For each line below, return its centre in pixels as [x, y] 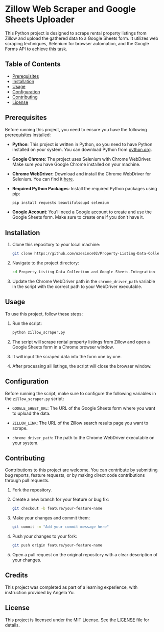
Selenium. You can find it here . [43, 179]
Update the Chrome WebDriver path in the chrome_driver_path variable [83, 281]
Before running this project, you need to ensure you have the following [76, 129]
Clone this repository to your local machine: [56, 245]
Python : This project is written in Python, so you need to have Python [82, 144]
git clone [22, 254]
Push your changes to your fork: [45, 536]
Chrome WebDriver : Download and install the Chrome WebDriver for [82, 173]
